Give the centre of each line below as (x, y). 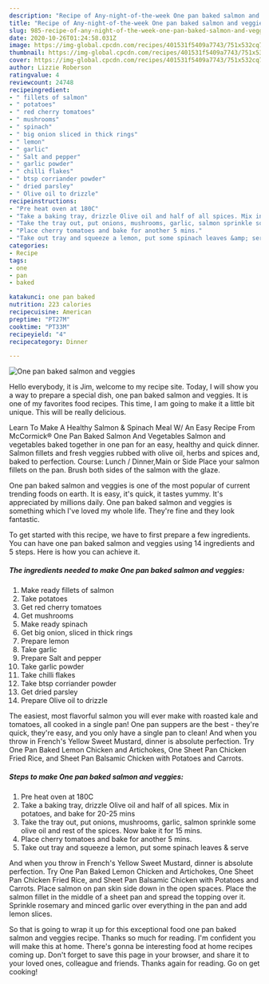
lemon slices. (31, 914)
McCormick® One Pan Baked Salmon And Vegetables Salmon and (117, 437)
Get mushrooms (47, 616)
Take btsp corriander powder (68, 684)
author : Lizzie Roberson (50, 68)
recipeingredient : (40, 90)
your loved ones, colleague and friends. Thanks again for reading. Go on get (134, 963)
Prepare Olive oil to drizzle (64, 701)
